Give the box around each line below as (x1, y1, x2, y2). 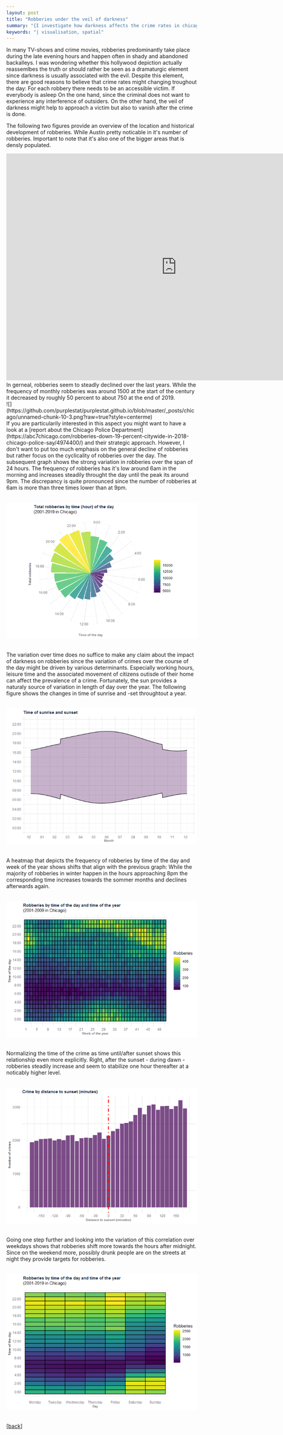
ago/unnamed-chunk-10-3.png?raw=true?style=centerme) (6, 413, 153, 420)
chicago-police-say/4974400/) (6, 439, 83, 446)
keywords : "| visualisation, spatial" (6, 29, 104, 35)
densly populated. (6, 142, 51, 149)
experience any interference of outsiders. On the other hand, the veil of (6, 97, 184, 105)
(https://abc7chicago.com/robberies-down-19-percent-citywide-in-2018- (6, 433, 189, 440)
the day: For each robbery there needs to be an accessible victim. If (6, 85, 175, 92)
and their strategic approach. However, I (84, 439, 185, 446)
